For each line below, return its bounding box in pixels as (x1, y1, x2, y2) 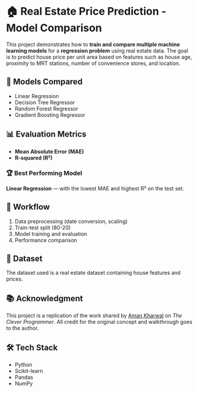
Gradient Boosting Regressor (14, 111, 86, 118)
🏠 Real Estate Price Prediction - (6, 5, 167, 18)
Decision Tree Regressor (14, 99, 75, 106)
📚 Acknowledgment (6, 293, 83, 303)
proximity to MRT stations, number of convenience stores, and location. (6, 60, 180, 67)
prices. (6, 275, 23, 282)
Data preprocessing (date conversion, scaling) (14, 217, 128, 225)
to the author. (6, 324, 39, 332)
